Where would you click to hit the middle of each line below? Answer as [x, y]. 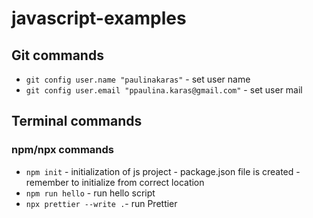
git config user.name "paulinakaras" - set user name [138, 79]
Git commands [57, 55]
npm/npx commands [62, 150]
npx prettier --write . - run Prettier [101, 203]
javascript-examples [99, 18]
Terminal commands [77, 121]
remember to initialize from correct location [115, 182]
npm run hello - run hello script [90, 193]
